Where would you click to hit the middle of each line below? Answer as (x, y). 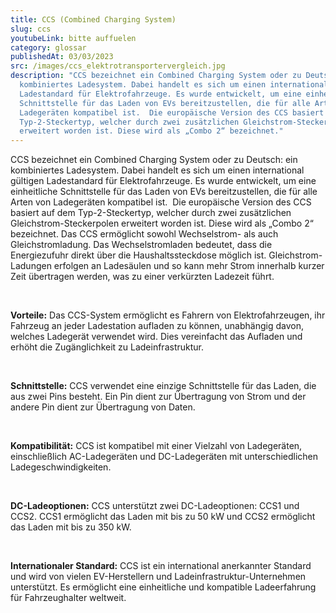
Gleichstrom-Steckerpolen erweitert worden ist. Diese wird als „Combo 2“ (162, 223)
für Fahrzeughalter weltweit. (68, 598)
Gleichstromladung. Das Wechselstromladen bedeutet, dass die (141, 245)
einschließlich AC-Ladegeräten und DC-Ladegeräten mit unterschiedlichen (164, 457)
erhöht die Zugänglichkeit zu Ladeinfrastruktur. (107, 347)
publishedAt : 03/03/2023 (62, 57)
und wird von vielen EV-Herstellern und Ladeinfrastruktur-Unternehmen (158, 577)
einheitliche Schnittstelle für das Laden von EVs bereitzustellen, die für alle (164, 192)
